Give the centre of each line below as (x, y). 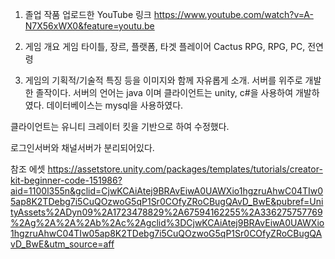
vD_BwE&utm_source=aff (62, 244)
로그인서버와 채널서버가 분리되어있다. (82, 147)
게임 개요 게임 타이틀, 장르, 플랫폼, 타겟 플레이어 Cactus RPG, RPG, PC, (165, 46)
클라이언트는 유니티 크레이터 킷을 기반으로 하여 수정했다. (120, 126)
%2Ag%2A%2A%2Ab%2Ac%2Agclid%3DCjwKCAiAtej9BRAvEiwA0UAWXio (167, 222)
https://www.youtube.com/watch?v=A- (233, 14)
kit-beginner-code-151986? (66, 180)
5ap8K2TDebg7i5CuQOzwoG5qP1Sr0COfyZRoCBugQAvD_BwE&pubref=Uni (167, 201)
